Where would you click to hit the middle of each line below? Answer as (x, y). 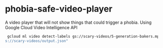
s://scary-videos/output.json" (37, 41)
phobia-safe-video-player (59, 9)
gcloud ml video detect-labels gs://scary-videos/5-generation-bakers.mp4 (84, 36)
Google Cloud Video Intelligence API (41, 27)
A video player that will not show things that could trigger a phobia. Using (78, 22)
